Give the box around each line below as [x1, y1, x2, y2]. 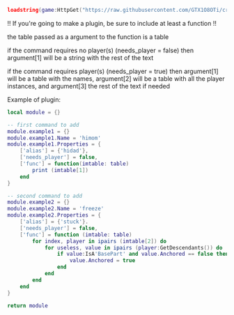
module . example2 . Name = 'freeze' [7, 206, 104, 213]
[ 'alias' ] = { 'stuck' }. [19, 218, 89, 225]
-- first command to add [7, 121, 79, 128]
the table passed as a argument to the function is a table [7, 32, 169, 41]
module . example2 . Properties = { [7, 212, 101, 219]
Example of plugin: [7, 95, 61, 104]
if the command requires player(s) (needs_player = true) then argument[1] [7, 67, 219, 75]
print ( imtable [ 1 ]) [32, 167, 89, 174]
